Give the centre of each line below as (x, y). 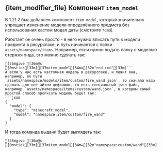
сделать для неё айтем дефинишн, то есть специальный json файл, (72, 85)
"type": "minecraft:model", (42, 110)
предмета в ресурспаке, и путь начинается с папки (59, 44)
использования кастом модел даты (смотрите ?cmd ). (59, 30)
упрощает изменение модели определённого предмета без (67, 25)
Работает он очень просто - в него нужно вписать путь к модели (73, 39)
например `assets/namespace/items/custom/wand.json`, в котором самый (78, 89)
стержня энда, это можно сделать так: (45, 55)
